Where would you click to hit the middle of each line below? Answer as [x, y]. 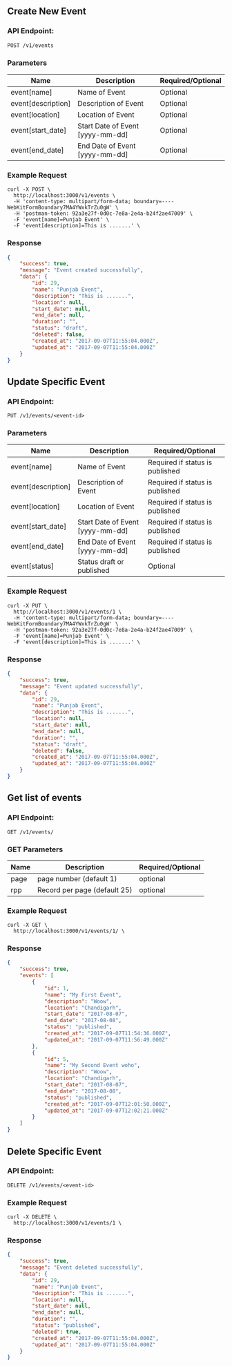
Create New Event [47, 11]
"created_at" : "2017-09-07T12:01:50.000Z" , [107, 1104]
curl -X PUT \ [28, 605]
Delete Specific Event [55, 1151]
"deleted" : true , [57, 1332]
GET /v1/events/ [30, 832]
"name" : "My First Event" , [83, 994]
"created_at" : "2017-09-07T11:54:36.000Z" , [107, 1034]
